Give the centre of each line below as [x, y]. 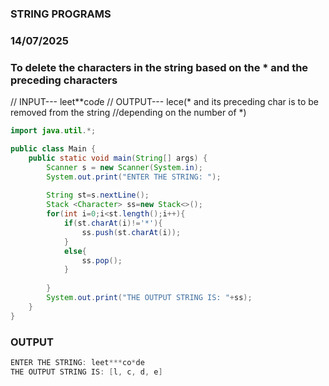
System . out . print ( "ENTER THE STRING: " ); [134, 177]
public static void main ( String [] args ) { [118, 158]
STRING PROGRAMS [61, 14]
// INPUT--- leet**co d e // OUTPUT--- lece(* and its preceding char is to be [165, 102]
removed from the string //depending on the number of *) [128, 113]
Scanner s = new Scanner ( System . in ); [124, 167]
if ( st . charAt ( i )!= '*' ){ [113, 223]
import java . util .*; [53, 131]
